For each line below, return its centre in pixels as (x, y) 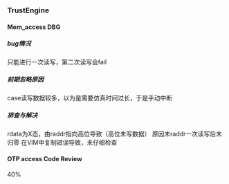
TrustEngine (28, 10)
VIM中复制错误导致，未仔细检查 (72, 142)
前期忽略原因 (25, 80)
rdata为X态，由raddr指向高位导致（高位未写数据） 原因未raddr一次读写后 (112, 134)
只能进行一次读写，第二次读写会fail (57, 62)
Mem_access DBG (34, 27)
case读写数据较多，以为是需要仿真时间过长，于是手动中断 (90, 98)
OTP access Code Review (45, 159)
